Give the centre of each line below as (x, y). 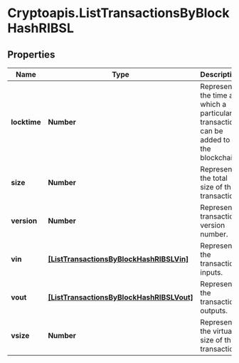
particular (216, 113)
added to (215, 140)
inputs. (211, 272)
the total (214, 178)
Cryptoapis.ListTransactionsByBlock (118, 13)
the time (214, 95)
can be (212, 131)
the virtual (217, 331)
